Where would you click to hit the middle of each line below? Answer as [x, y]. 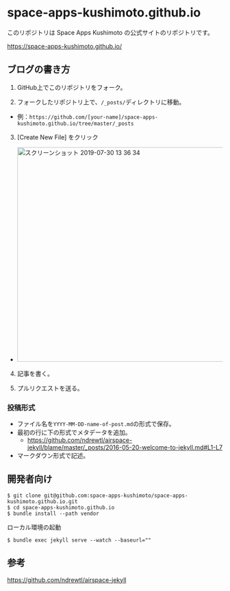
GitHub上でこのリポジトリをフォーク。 [72, 87]
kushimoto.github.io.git [42, 501]
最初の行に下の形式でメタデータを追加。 [74, 432]
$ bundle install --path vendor [53, 513]
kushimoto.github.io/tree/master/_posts [75, 124]
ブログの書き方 [39, 70]
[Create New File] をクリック [57, 137]
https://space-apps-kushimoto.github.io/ [65, 46]
